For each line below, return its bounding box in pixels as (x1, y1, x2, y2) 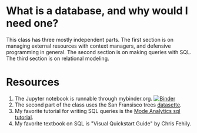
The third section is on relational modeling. (6, 55, 109, 62)
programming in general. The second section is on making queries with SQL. (6, 48, 192, 55)
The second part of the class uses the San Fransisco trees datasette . (14, 101, 182, 108)
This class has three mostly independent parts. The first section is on (6, 36, 173, 43)
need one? (6, 16, 59, 30)
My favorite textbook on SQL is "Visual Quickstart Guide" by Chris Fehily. (14, 119, 192, 127)
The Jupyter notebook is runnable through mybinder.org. (14, 95, 153, 102)
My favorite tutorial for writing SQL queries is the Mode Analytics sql (14, 107, 181, 114)
